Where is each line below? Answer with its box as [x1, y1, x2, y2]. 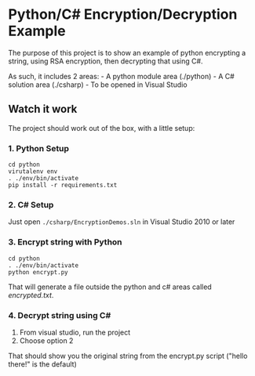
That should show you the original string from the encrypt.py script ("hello [8, 351, 248, 360]
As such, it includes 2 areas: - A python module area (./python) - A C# [8, 71, 235, 81]
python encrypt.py [8, 268, 68, 276]
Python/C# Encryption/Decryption [8, 5, 238, 23]
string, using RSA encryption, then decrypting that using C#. [8, 56, 203, 66]
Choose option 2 [19, 335, 74, 345]
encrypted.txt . [8, 290, 54, 299]
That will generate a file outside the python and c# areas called [8, 282, 212, 291]
